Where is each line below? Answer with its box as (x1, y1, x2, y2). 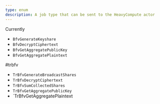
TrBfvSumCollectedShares (12, 83, 65, 88)
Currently (5, 26, 25, 32)
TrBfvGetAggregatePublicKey (12, 88, 72, 93)
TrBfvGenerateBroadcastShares (12, 72, 77, 77)
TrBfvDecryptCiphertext (12, 78, 63, 83)
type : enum (5, 7, 28, 13)
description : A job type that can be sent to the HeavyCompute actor (5, 12, 155, 17)
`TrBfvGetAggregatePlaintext (12, 93, 73, 99)
